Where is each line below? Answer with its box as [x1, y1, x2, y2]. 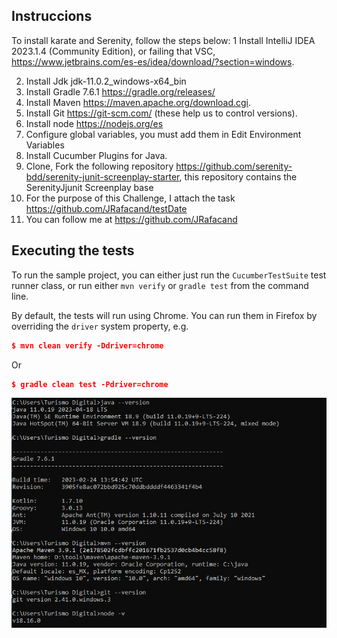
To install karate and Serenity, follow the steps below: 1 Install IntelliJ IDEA [11, 34, 316, 46]
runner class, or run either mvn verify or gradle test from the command [11, 279, 309, 291]
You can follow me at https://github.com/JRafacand [25, 213, 238, 225]
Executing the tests [11, 242, 135, 259]
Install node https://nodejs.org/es [25, 117, 164, 129]
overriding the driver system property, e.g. [11, 320, 189, 332]
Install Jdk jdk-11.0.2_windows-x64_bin [25, 75, 187, 87]
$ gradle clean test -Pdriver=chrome [11, 379, 169, 389]
